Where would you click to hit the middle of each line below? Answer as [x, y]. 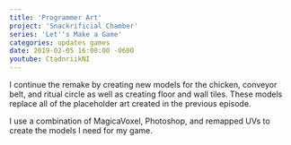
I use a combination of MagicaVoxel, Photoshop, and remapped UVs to [140, 121]
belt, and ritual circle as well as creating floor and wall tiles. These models [146, 94]
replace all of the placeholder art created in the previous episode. [130, 103]
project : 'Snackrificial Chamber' [74, 26]
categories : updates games [60, 43]
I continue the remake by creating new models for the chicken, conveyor [143, 85]
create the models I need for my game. [81, 130]
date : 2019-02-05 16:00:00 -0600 [72, 51]
